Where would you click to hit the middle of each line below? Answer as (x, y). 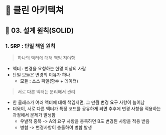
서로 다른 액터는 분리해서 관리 (46, 91)
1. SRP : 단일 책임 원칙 (30, 46)
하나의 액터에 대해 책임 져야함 (46, 58)
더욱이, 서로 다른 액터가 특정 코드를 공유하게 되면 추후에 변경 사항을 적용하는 (87, 108)
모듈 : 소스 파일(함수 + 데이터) (49, 81)
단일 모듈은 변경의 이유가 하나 (41, 75)
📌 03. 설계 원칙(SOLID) (40, 30)
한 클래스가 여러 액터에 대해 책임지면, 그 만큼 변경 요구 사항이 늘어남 (78, 102)
